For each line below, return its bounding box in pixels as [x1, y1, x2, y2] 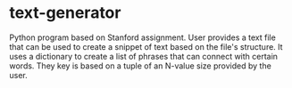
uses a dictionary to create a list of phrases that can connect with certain [9, 51, 279, 61]
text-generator [9, 3, 121, 23]
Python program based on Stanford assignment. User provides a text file [9, 32, 277, 43]
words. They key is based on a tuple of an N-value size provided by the [9, 60, 272, 71]
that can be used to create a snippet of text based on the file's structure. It [9, 41, 283, 52]
